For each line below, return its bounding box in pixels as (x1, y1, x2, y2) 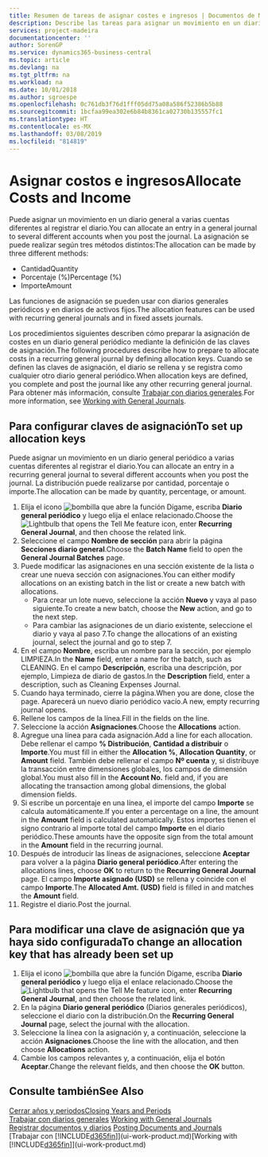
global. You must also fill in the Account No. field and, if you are (20, 773, 229, 782)
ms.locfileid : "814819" (9, 137, 88, 146)
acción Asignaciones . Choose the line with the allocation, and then (20, 1036, 239, 1046)
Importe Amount (20, 281, 72, 290)
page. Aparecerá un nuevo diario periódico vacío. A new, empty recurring (20, 697, 260, 707)
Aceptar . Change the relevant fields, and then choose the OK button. (20, 1062, 245, 1071)
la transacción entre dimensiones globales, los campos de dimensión (20, 765, 247, 774)
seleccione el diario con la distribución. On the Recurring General (20, 1011, 235, 1021)
